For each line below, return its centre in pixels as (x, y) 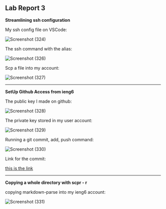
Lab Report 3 (25, 8)
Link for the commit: (25, 159)
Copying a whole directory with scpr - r (46, 182)
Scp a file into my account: (32, 68)
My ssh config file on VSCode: (36, 30)
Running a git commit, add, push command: (49, 139)
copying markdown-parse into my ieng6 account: (55, 192)
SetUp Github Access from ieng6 (40, 91)
